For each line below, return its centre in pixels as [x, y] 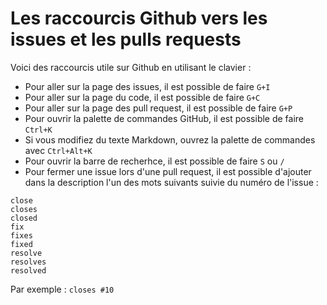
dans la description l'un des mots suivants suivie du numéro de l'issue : [171, 182]
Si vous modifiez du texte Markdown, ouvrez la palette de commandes [170, 139]
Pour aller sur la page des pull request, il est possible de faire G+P [158, 108]
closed [24, 218]
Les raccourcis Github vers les [139, 18]
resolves [28, 262]
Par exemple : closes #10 [62, 289]
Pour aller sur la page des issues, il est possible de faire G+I [147, 86]
